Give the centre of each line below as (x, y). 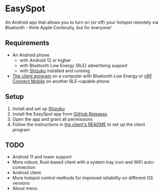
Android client (26, 173)
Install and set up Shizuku (39, 109)
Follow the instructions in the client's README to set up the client (79, 124)
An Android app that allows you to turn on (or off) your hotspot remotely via (82, 22)
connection (24, 167)
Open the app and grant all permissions (52, 119)
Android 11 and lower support (42, 157)
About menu (25, 189)
